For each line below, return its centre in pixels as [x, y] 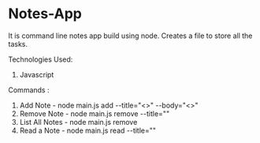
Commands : [29, 90]
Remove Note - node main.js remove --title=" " [95, 113]
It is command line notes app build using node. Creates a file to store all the [130, 36]
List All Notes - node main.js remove [78, 122]
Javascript [37, 74]
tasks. [18, 43]
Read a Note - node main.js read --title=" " [87, 130]
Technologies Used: [41, 59]
